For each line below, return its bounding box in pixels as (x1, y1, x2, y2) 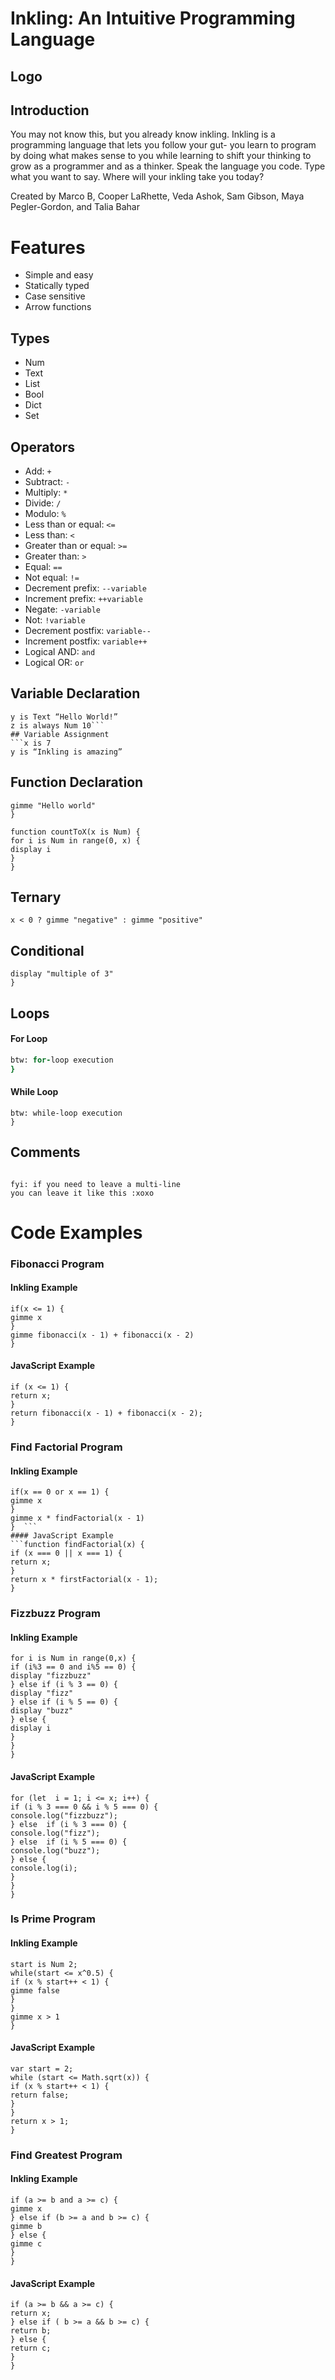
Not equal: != (24, 571, 80, 583)
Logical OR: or (24, 656, 85, 668)
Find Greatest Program (10, 2148, 123, 2162)
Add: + (24, 465, 52, 477)
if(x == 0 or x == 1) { (10, 1487, 110, 1497)
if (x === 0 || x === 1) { (10, 1548, 123, 1559)
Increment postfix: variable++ (24, 635, 148, 647)
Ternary (10, 888, 62, 906)
